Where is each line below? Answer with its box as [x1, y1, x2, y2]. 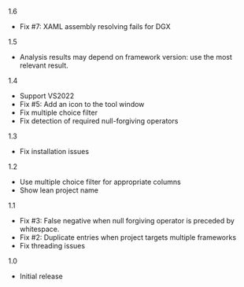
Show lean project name [19, 186, 98, 195]
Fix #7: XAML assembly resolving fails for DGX [19, 22, 171, 31]
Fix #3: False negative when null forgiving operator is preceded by [19, 216, 235, 225]
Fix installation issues [19, 147, 89, 156]
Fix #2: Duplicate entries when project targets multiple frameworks [19, 233, 237, 242]
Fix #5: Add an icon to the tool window [19, 100, 145, 109]
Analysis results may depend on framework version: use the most [19, 53, 232, 61]
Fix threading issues [19, 241, 85, 250]
